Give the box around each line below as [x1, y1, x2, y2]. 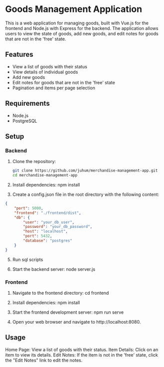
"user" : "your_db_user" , [23, 219, 75, 225]
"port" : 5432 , [23, 233, 52, 239]
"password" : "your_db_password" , [23, 224, 93, 229]
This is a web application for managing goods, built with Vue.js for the [5, 20, 149, 26]
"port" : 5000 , [14, 205, 43, 210]
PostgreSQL [12, 118, 37, 124]
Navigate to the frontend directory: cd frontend [12, 290, 109, 296]
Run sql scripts [12, 256, 43, 262]
